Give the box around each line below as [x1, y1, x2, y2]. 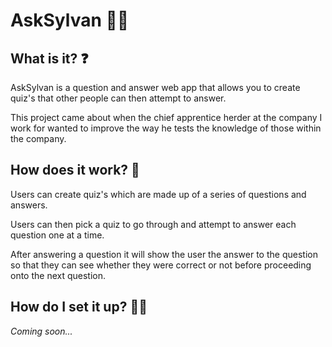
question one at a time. [10, 229, 105, 241]
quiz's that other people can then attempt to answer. [10, 92, 227, 104]
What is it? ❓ [10, 50, 89, 67]
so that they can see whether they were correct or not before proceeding [10, 259, 312, 271]
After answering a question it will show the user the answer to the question [10, 248, 318, 260]
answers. [10, 199, 48, 211]
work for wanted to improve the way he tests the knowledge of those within [10, 122, 322, 134]
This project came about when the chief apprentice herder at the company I [10, 112, 323, 123]
